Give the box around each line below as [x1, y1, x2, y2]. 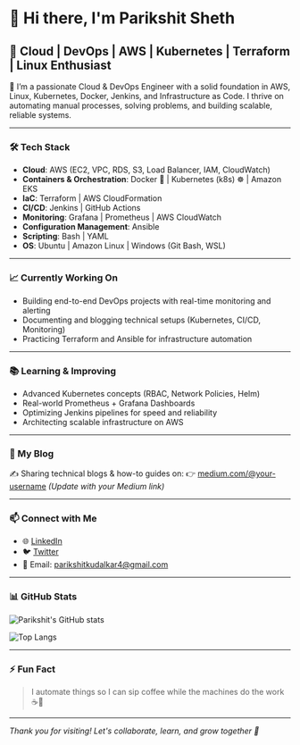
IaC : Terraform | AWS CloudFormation [21, 193, 162, 204]
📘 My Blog [9, 447, 54, 459]
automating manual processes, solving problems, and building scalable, [9, 100, 273, 111]
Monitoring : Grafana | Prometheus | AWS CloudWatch [21, 212, 221, 222]
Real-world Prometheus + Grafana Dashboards [21, 398, 196, 408]
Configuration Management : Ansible [21, 222, 160, 232]
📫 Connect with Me [9, 513, 97, 525]
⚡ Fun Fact [9, 663, 56, 675]
